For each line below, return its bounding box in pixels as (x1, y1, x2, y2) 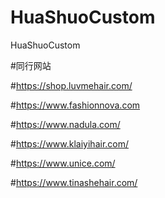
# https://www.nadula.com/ (10, 118, 121, 130)
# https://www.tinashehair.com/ (10, 176, 138, 188)
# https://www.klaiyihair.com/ (10, 137, 130, 150)
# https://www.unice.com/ (10, 157, 116, 169)
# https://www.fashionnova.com (10, 99, 141, 111)
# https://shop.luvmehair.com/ (10, 79, 133, 91)
